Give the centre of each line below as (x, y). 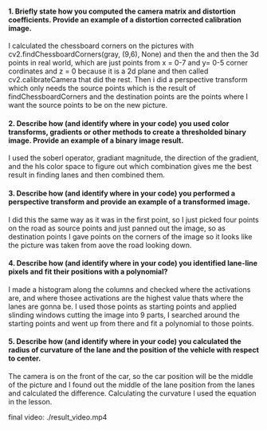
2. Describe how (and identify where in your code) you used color (119, 123)
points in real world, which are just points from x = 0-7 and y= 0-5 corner (128, 63)
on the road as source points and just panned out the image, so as (117, 228)
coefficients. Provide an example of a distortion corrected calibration (125, 19)
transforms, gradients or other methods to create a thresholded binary (128, 132)
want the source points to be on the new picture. (88, 105)
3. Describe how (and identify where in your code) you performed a (122, 193)
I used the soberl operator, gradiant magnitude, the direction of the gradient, (133, 158)
